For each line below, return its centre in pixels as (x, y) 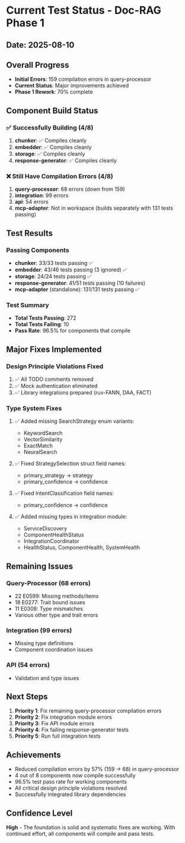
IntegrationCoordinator (51, 541)
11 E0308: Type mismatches (49, 609)
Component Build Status (52, 110)
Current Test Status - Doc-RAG (84, 10)
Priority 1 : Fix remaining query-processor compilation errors (88, 711)
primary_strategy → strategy (58, 475)
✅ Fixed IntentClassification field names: (64, 493)
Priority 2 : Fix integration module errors (63, 717)
